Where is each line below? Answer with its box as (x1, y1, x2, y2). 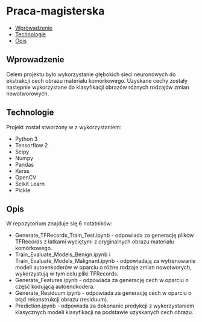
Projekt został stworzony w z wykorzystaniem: (6, 123, 122, 130)
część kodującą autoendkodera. (14, 283, 95, 291)
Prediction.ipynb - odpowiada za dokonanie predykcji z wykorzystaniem (14, 302, 195, 309)
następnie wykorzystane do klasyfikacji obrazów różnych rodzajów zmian (6, 83, 189, 91)
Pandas (14, 161, 34, 168)
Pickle (14, 186, 31, 194)
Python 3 (14, 135, 38, 143)
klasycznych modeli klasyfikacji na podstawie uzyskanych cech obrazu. (14, 309, 194, 316)
